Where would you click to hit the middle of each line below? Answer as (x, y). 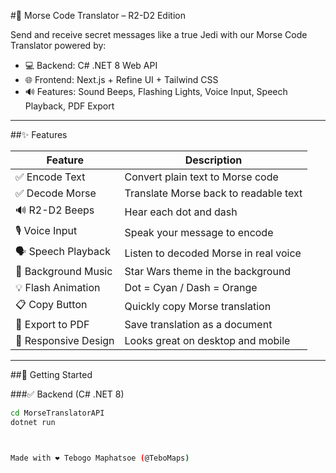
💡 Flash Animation (58, 287)
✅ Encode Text (50, 177)
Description (213, 160)
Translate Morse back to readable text (213, 193)
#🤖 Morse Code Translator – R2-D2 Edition (98, 15)
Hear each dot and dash (181, 212)
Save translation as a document (198, 324)
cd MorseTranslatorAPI (57, 413)
